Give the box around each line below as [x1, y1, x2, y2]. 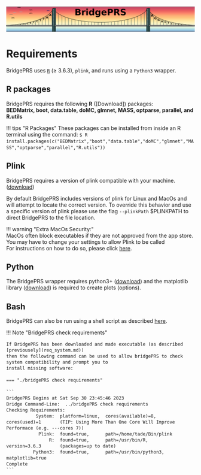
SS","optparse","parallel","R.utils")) [6, 144, 106, 150]
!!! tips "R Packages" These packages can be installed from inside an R [6, 124, 181, 132]
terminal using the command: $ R [6, 131, 88, 138]
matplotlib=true [6, 455, 47, 461]
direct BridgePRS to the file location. [6, 214, 96, 221]
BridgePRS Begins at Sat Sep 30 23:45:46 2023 [6, 395, 124, 401]
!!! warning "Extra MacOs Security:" [6, 225, 94, 232]
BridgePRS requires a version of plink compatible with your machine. [6, 177, 175, 184]
